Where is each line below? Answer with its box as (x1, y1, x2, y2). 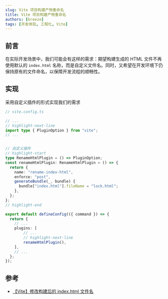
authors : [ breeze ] (5, 17, 44, 22)
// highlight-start (5, 151, 46, 156)
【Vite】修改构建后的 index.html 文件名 (12, 288, 94, 294)
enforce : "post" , (14, 174, 51, 180)
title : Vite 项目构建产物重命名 (5, 12, 67, 17)
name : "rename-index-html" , (14, 169, 73, 175)
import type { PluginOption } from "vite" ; (5, 127, 98, 133)
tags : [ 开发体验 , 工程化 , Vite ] (5, 21, 68, 27)
